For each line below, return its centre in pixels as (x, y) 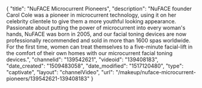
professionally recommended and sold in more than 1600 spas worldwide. (98, 40)
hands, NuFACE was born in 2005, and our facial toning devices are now (96, 34)
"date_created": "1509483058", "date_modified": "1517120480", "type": (95, 66)
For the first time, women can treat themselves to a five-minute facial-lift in (99, 47)
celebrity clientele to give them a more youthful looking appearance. (91, 21)
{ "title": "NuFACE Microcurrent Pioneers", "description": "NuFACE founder (99, 9)
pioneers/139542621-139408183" (48, 78)
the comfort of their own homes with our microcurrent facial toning (90, 53)
